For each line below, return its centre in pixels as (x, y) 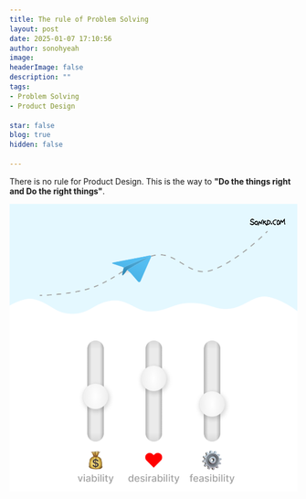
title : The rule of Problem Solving (79, 19)
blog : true (30, 135)
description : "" (40, 78)
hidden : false (37, 145)
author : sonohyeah (44, 48)
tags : (20, 87)
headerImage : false (47, 68)
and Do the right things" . (57, 191)
